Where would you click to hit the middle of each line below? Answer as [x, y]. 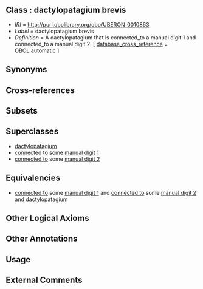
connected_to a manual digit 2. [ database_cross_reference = [91, 44]
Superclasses [32, 131]
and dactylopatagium [41, 199]
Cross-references [40, 90]
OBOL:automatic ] [37, 50]
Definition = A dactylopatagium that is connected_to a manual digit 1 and [105, 37]
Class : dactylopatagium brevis [66, 10]
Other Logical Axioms [47, 218]
